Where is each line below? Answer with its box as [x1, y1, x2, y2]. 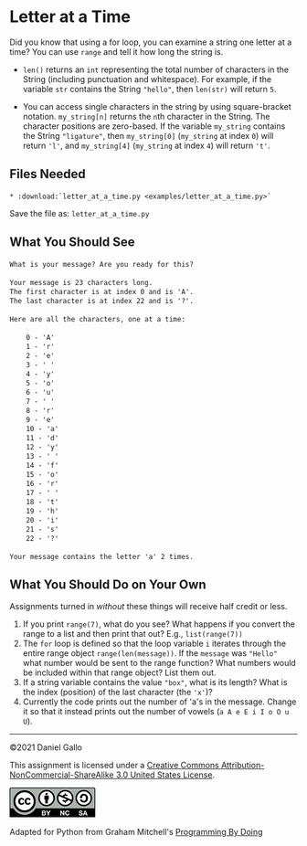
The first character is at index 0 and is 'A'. [9, 287, 195, 296]
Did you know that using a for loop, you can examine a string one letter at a [9, 37, 292, 48]
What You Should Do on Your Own [9, 576, 206, 592]
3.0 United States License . [115, 769, 216, 780]
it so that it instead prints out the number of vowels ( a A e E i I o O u [22, 706, 290, 717]
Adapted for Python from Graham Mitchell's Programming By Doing [9, 827, 263, 838]
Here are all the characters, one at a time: [9, 314, 185, 323]
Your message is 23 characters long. [9, 278, 153, 287]
